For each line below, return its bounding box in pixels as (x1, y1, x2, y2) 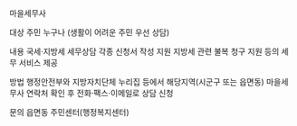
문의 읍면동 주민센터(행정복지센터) (9, 107, 129, 117)
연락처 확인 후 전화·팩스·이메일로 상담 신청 (25, 88, 174, 98)
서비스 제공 (18, 58, 59, 67)
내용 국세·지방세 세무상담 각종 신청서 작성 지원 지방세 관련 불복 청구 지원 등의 (9, 46, 280, 57)
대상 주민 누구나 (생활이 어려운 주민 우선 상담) (9, 27, 170, 38)
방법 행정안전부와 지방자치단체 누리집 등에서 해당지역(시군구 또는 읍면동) (9, 76, 264, 87)
